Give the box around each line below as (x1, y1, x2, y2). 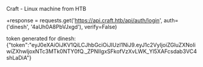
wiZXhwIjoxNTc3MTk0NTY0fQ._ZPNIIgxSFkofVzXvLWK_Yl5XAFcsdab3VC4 (6, 48, 198, 55)
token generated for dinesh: (6, 35, 76, 42)
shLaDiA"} (6, 54, 32, 61)
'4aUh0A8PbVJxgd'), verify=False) (30, 24, 117, 30)
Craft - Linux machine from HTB (6, 5, 86, 12)
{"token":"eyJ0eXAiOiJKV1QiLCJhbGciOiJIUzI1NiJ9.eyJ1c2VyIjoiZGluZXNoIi (6, 42, 196, 48)
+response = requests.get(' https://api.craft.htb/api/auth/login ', (6, 17, 163, 24)
